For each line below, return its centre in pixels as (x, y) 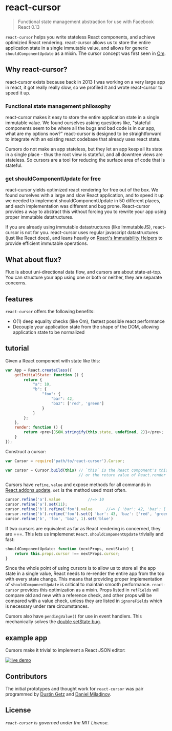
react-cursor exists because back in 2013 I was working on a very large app (85, 82)
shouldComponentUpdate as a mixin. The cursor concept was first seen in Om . (85, 53)
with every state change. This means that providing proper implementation (84, 579)
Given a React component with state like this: (53, 360)
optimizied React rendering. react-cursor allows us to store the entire (78, 42)
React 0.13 (29, 27)
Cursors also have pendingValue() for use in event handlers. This (74, 616)
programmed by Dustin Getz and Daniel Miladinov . (58, 694)
